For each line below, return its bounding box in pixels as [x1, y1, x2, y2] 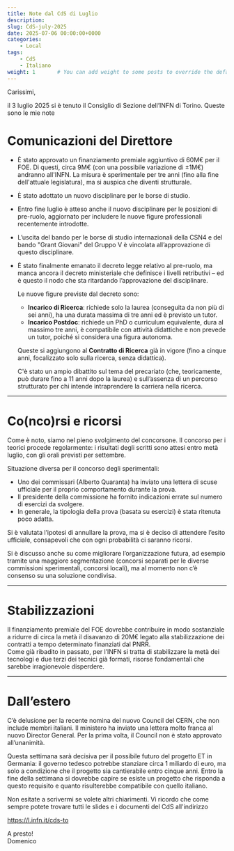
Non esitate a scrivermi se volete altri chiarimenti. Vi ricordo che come [7, 795, 209, 804]
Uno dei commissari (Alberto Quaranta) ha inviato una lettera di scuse [17, 478, 218, 486]
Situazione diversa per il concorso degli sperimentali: [7, 464, 159, 473]
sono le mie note [7, 109, 55, 117]
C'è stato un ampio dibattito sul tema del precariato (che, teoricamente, [17, 367, 222, 376]
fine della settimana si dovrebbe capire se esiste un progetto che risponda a [7, 774, 226, 783]
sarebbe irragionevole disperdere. [7, 662, 104, 671]
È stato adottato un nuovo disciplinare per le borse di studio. [17, 192, 190, 200]
